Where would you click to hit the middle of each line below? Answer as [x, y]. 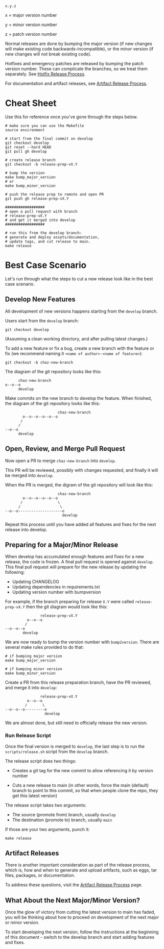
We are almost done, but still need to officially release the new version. [76, 723]
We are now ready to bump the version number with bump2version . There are [82, 642]
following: [15, 572]
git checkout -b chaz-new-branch [39, 362]
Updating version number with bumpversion [57, 592]
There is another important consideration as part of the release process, [78, 865]
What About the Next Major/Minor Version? [73, 900]
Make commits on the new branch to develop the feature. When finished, [79, 398]
